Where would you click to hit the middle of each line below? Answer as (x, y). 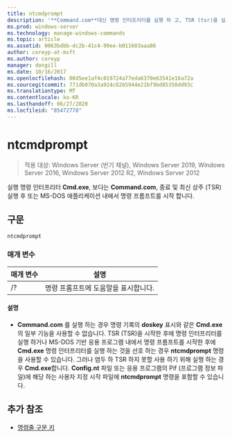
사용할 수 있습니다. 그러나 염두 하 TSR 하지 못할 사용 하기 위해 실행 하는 (121, 359)
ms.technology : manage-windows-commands (66, 33)
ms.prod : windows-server (43, 26)
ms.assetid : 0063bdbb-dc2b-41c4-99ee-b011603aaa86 (82, 46)
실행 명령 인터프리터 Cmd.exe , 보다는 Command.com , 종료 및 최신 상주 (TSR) (114, 187)
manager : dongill (32, 65)
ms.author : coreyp (34, 59)
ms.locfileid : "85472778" (44, 110)
